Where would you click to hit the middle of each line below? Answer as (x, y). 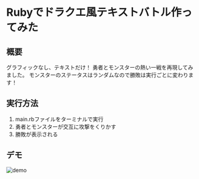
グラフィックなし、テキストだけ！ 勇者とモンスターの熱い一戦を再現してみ (100, 67)
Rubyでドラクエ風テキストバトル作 (94, 12)
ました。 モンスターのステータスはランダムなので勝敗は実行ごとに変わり (97, 75)
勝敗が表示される (36, 134)
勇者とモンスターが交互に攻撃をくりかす (66, 126)
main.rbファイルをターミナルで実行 (59, 119)
